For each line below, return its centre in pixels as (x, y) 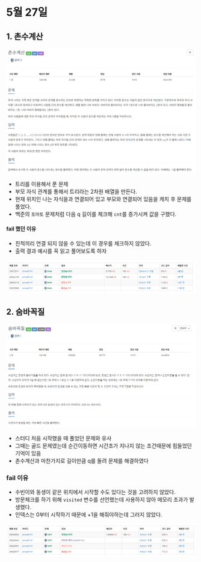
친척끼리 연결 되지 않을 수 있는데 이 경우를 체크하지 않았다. (83, 243)
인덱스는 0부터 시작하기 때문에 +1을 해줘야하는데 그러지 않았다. (88, 514)
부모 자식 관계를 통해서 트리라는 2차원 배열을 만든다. (76, 191)
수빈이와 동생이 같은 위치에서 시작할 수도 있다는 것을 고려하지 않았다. (95, 492)
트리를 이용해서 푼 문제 (42, 184)
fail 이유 (17, 478)
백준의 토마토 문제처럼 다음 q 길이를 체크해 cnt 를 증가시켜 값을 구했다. (96, 214)
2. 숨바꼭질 (26, 312)
